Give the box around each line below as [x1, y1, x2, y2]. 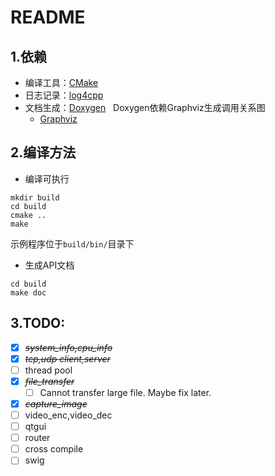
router [24, 432, 51, 444]
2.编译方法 [10, 144, 77, 161]
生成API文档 [24, 259, 75, 271]
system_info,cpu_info [24, 341, 113, 353]
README [10, 6, 86, 29]
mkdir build [10, 192, 60, 203]
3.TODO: [10, 315, 66, 332]
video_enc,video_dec [24, 409, 113, 421]
